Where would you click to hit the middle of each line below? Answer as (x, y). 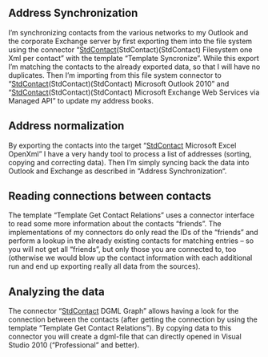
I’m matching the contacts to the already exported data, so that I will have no (134, 67)
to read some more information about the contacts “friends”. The (115, 224)
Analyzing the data (57, 292)
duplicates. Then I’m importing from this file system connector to (115, 75)
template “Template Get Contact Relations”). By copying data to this (120, 328)
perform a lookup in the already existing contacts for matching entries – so (131, 241)
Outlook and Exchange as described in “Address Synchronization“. (118, 171)
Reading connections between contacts (110, 196)
